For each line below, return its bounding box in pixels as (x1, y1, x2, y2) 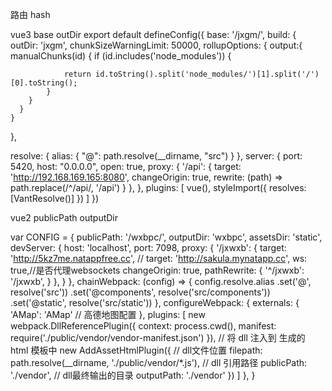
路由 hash (10, 9, 51, 20)
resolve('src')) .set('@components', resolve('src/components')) (10, 286, 271, 298)
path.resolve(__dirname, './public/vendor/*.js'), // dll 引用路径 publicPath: (10, 357, 308, 368)
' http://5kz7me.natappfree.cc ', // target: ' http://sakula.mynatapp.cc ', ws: (10, 253, 308, 264)
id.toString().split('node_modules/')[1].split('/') (95, 69, 320, 79)
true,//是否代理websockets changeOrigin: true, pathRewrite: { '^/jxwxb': (10, 264, 305, 276)
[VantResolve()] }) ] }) (10, 193, 100, 204)
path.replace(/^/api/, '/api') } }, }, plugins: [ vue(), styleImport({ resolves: (10, 182, 307, 193)
